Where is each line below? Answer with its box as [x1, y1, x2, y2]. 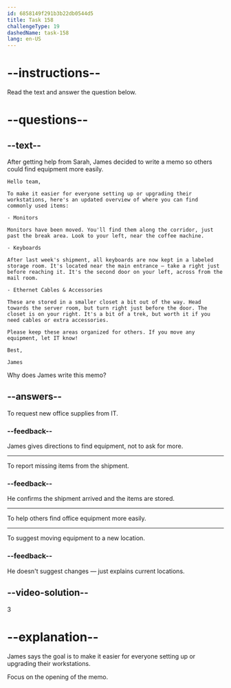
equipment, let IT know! [7, 335, 78, 342]
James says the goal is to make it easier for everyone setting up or [7, 652, 196, 660]
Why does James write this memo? [7, 371, 107, 379]
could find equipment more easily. [7, 165, 104, 173]
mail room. [7, 275, 38, 282]
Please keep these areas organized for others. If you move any [7, 329, 195, 336]
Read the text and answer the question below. [7, 88, 137, 96]
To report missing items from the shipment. [7, 462, 129, 470]
